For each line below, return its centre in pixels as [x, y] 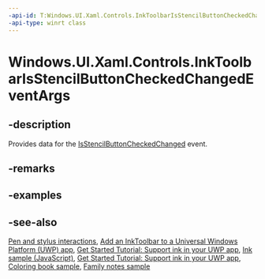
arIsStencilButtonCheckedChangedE [131, 79]
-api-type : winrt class [47, 23]
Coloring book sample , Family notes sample [79, 266]
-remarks [32, 168]
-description [39, 124]
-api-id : [22, 15]
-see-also [33, 222]
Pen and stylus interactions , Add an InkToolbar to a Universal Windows [123, 241]
